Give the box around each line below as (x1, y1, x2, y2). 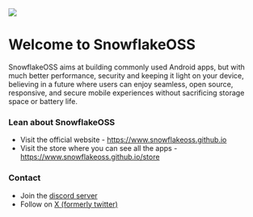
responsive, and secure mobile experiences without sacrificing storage (8, 88, 245, 98)
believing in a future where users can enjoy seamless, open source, (8, 79, 234, 89)
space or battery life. (8, 96, 78, 106)
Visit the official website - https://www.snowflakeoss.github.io (19, 135, 227, 144)
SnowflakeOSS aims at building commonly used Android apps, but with (8, 62, 245, 72)
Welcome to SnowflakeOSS (8, 35, 196, 54)
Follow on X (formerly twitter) (19, 199, 119, 209)
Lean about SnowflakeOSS (8, 116, 116, 127)
